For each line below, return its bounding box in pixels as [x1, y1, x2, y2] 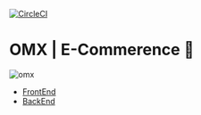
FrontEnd [21, 86, 56, 97]
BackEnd [21, 95, 55, 106]
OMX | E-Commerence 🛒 [9, 40, 195, 60]
